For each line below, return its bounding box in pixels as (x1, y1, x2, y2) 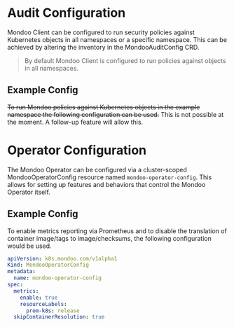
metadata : (7, 268, 36, 275)
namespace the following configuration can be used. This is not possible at (7, 110, 224, 118)
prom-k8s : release (25, 307, 80, 314)
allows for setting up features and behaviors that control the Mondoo (7, 180, 206, 188)
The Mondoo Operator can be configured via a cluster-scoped (7, 165, 188, 174)
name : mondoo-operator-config (13, 274, 102, 281)
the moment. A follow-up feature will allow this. (7, 118, 144, 126)
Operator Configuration (7, 142, 147, 158)
